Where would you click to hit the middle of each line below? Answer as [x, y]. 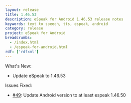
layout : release [22, 10]
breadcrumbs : [19, 38]
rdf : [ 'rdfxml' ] [22, 51]
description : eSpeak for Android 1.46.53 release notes [64, 19]
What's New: [18, 66]
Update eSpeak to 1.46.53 [39, 75]
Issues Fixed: [19, 85]
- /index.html [24, 42]
